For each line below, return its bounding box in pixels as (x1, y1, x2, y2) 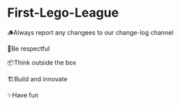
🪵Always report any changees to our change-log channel (7, 28, 174, 36)
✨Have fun (7, 90, 39, 99)
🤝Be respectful (7, 44, 50, 53)
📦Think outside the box (7, 58, 77, 67)
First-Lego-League (7, 5, 119, 21)
